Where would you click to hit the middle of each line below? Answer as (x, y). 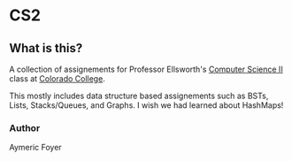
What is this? (46, 48)
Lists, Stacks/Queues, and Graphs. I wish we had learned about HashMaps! (146, 105)
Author (25, 127)
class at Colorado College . (58, 79)
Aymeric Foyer (35, 148)
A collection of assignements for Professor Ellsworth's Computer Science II (146, 69)
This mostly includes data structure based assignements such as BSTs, (139, 96)
